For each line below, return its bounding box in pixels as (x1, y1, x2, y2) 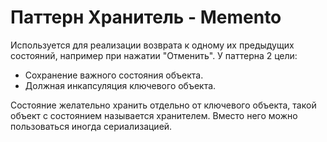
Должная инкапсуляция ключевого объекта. (24, 79, 217, 91)
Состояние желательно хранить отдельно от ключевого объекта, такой (10, 99, 317, 111)
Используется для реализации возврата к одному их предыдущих (10, 39, 295, 51)
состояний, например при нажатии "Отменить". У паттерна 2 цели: (10, 49, 298, 61)
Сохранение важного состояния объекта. (24, 69, 204, 81)
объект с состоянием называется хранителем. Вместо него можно (10, 109, 298, 121)
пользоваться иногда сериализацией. (10, 120, 173, 132)
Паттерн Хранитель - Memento (10, 6, 282, 29)
